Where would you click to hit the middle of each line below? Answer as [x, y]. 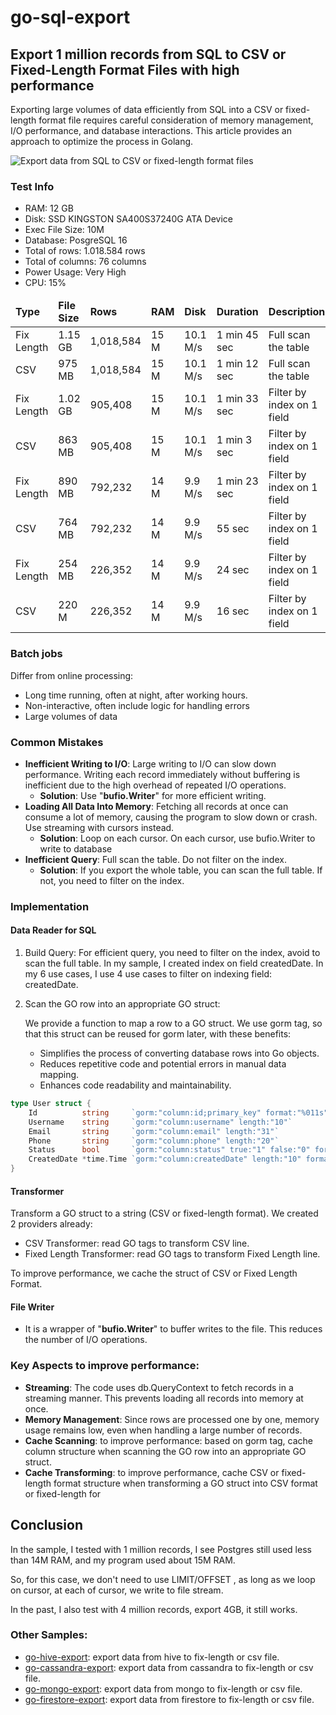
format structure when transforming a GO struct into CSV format [185, 1483]
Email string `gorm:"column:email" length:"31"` [154, 1131]
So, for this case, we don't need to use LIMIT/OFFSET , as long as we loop [163, 1579]
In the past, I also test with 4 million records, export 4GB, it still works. [154, 1609]
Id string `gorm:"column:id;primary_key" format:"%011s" [178, 1112]
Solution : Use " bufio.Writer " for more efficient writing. [153, 795]
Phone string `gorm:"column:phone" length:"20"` [154, 1141]
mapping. [59, 1075]
